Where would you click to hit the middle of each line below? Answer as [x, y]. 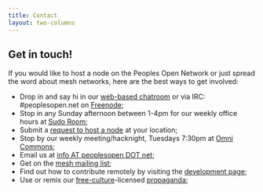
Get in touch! [40, 54]
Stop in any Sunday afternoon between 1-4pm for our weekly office [128, 114]
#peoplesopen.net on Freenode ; [71, 105]
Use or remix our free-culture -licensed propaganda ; [104, 180]
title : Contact [33, 15]
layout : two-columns [42, 23]
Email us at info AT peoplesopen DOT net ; [87, 155]
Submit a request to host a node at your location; [99, 130]
